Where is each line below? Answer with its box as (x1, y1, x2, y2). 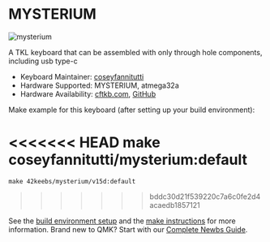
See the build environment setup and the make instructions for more (8, 216, 237, 226)
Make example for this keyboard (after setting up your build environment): (8, 105, 255, 115)
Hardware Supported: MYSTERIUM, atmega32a (19, 80, 180, 90)
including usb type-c (8, 56, 79, 66)
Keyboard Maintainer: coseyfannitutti (19, 71, 144, 81)
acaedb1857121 (149, 200, 200, 210)
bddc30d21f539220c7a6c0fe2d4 (149, 192, 261, 201)
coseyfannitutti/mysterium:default (8, 151, 248, 169)
